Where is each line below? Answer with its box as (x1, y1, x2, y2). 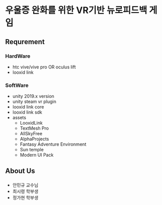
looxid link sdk (12, 109, 43, 116)
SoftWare (5, 81, 29, 88)
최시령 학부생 (12, 188, 39, 194)
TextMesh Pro (20, 125, 49, 131)
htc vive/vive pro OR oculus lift (12, 64, 76, 70)
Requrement (5, 37, 45, 46)
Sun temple (20, 147, 44, 153)
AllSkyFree (20, 131, 43, 137)
